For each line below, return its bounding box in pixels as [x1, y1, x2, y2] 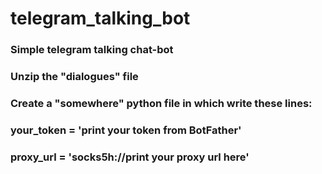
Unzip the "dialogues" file [10, 70, 139, 84]
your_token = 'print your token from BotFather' [10, 123, 242, 137]
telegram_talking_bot [10, 7, 191, 30]
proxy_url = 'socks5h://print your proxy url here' [10, 150, 250, 164]
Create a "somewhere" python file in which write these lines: [10, 96, 313, 110]
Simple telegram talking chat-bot [10, 43, 174, 57]
